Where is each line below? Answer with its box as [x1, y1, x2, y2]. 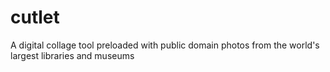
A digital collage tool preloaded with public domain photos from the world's [10, 39, 320, 51]
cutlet [10, 6, 60, 29]
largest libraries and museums [10, 49, 135, 61]
